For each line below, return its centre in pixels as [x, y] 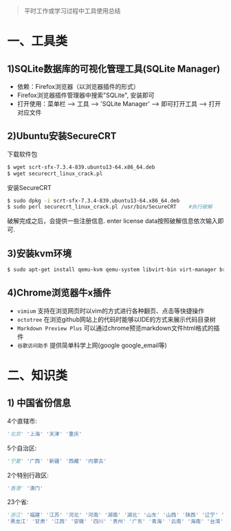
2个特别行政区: [28, 475]
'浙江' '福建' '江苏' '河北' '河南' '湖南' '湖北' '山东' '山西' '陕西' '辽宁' [113, 515]
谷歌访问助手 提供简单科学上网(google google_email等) [92, 345]
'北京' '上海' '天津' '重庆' [45, 434]
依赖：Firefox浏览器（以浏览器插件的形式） [78, 86]
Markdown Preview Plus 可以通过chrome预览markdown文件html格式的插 [118, 328]
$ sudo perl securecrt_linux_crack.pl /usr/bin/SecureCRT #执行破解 [110, 207]
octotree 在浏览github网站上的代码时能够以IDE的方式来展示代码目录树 [116, 319]
